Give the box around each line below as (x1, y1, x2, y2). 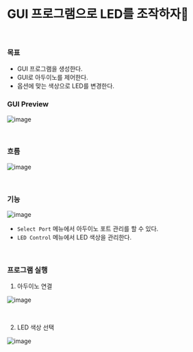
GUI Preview (7, 99, 49, 109)
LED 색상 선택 (16, 323, 55, 331)
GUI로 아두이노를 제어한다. (16, 73, 89, 82)
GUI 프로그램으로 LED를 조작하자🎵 (7, 6, 190, 22)
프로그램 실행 (7, 266, 48, 275)
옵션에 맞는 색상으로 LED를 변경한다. (16, 82, 115, 90)
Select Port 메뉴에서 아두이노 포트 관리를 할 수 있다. (16, 224, 159, 233)
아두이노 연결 (16, 282, 53, 290)
